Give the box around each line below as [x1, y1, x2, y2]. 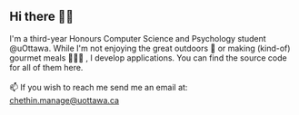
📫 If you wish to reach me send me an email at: [9, 81, 188, 92]
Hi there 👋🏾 [9, 9, 75, 24]
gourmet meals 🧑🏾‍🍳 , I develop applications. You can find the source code [9, 52, 288, 63]
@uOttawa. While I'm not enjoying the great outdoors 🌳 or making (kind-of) [9, 43, 291, 53]
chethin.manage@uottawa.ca [9, 94, 120, 105]
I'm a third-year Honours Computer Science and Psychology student [9, 33, 266, 43]
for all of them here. [9, 62, 84, 72]
